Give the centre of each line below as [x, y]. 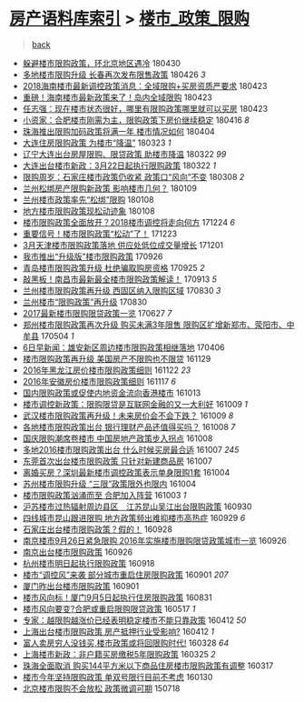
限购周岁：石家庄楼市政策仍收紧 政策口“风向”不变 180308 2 [133, 176]
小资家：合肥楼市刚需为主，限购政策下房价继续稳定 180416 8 [136, 120]
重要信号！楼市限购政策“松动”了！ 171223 [100, 234]
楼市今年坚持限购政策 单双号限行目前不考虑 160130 [118, 677]
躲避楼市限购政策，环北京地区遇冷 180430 [102, 63]
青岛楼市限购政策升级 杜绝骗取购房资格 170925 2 [113, 267]
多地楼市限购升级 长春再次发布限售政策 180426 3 [114, 75]
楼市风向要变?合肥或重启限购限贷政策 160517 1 [109, 608]
